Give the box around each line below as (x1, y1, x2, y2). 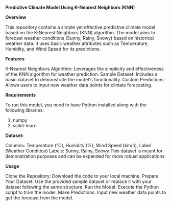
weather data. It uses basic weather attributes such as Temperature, (5, 40, 149, 47)
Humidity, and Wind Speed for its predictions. (5, 46, 101, 52)
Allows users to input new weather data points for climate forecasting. (5, 82, 153, 88)
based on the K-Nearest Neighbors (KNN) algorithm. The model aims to (5, 30, 156, 35)
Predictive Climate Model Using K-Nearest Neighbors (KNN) (5, 5, 135, 10)
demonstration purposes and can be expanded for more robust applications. (5, 153, 166, 159)
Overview (5, 14, 27, 20)
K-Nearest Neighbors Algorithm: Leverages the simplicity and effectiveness (5, 66, 164, 72)
